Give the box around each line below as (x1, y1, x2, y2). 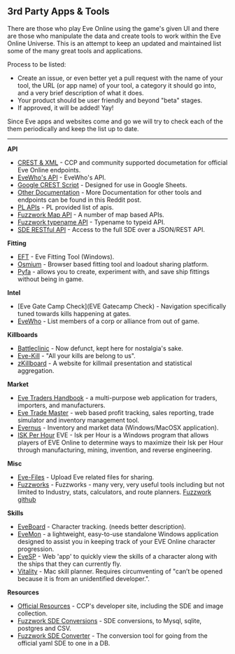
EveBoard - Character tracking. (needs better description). (17, 522, 187, 531)
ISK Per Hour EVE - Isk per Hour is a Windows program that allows (17, 430, 209, 439)
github (17, 495, 36, 503)
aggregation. (17, 366, 55, 374)
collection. (17, 609, 48, 618)
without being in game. (17, 275, 84, 283)
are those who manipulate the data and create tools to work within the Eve (7, 32, 222, 40)
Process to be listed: (7, 60, 66, 69)
